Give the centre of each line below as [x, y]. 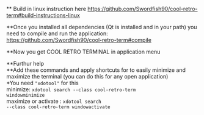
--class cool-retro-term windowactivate [59, 107]
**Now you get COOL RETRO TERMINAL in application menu [83, 52]
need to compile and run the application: [57, 33]
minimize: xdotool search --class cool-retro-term [71, 89]
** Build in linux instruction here [46, 9]
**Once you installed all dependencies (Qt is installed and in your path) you [102, 27]
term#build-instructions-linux [43, 15]
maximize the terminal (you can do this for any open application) [87, 76]
